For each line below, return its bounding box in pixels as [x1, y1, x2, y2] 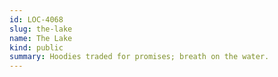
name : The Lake [9, 33, 73, 43]
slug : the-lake [9, 24, 73, 34]
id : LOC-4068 [9, 14, 64, 25]
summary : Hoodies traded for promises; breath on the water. [9, 52, 270, 62]
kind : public [9, 42, 64, 53]
